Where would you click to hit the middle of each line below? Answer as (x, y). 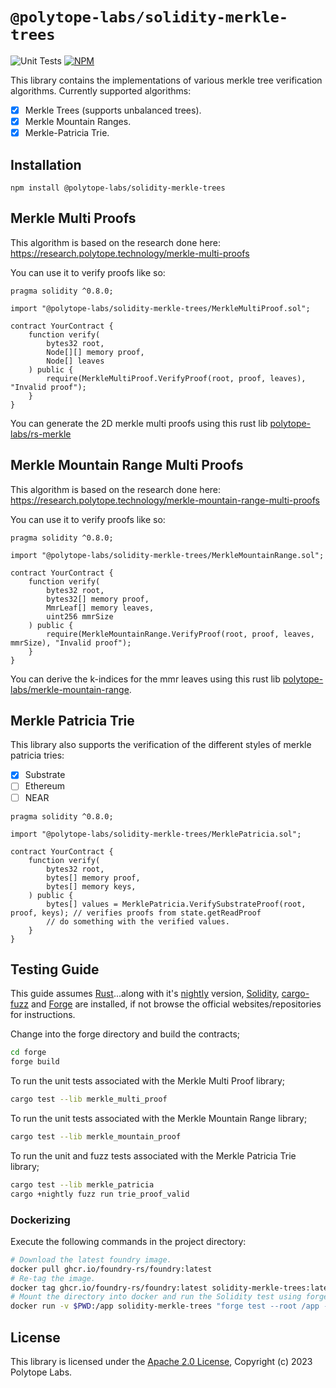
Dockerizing (40, 1220)
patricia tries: (37, 755)
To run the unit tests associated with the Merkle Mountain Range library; (159, 1118)
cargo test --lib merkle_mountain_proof (96, 1137)
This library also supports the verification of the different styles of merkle (161, 745)
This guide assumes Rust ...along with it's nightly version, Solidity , (145, 994)
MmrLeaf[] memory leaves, (100, 608)
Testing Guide (55, 969)
